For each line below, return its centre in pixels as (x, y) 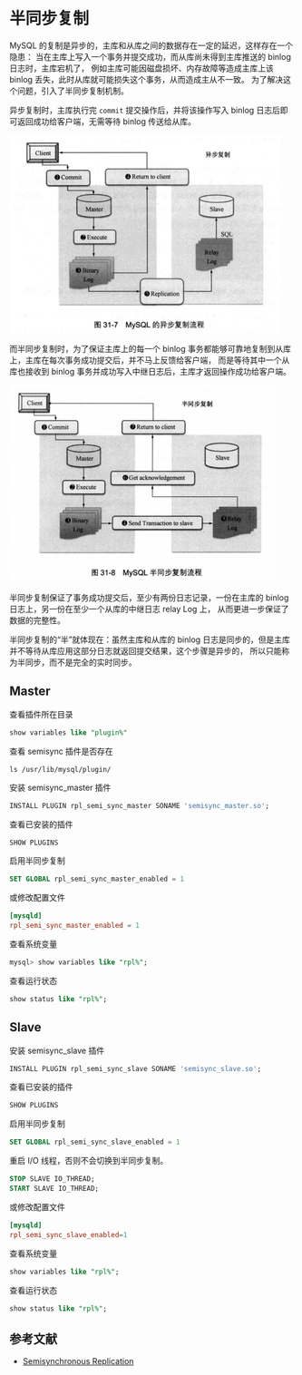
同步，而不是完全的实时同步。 (81, 662)
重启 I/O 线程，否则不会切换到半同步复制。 (89, 1161)
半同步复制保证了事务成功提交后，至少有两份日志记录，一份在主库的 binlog (149, 597)
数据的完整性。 (37, 620)
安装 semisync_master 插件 (60, 787)
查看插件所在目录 (41, 714)
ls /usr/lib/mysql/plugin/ (60, 769)
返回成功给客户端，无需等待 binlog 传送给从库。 (107, 121)
